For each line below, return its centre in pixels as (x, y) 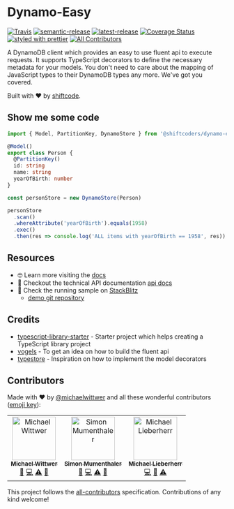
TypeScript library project (54, 344)
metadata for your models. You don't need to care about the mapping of (110, 67)
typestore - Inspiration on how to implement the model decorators (112, 359)
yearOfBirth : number (43, 179)
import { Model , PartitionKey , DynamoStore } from (82, 133)
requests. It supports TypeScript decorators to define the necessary (105, 59)
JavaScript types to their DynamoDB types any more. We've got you (105, 75)
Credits (24, 319)
